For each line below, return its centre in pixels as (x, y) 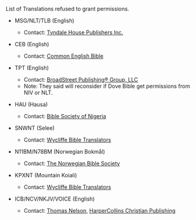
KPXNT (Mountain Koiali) (46, 175)
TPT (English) (32, 68)
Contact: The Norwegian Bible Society (72, 163)
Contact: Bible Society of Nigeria (65, 116)
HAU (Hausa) (31, 104)
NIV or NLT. (38, 93)
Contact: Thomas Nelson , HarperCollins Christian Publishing (100, 211)
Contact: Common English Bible (64, 56)
